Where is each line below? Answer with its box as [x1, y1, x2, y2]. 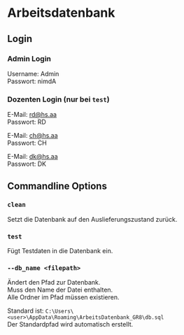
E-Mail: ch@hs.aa [7, 131, 58, 140]
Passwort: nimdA [7, 77, 57, 85]
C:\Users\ [45, 308, 74, 315]
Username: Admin [7, 69, 59, 78]
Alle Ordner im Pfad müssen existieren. [7, 293, 120, 301]
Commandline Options [7, 180, 107, 192]
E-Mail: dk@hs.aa [7, 152, 58, 161]
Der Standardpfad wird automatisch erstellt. [7, 320, 134, 329]
